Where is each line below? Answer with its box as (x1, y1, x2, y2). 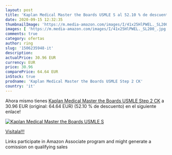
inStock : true (5, 74, 36, 79)
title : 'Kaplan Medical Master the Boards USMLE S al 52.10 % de (5, 12, 147, 17)
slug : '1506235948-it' (5, 46, 54, 51)
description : (5, 50, 33, 55)
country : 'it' (5, 83, 36, 88)
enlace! (5, 108, 21, 115)
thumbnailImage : (5, 21, 40, 27)
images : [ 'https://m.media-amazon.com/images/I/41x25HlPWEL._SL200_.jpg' (5, 27, 168, 32)
